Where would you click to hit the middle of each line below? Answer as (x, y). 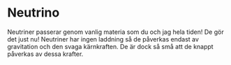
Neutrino (33, 13)
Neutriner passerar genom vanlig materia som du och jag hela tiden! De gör (116, 32)
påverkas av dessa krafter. (45, 54)
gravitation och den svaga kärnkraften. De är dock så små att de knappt (111, 46)
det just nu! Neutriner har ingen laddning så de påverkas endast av (103, 39)
